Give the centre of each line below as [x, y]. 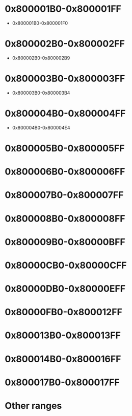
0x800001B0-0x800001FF [63, 9]
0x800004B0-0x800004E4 [41, 127]
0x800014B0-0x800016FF [63, 359]
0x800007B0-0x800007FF [64, 195]
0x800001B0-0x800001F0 [40, 23]
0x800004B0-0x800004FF [65, 114]
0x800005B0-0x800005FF [65, 148]
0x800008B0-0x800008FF [65, 218]
